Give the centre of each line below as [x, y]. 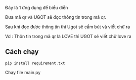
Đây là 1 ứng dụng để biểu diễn [37, 8]
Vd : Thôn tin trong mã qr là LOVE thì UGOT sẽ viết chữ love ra [68, 36]
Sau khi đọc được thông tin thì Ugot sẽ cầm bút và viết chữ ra [68, 27]
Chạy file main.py [23, 72]
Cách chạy [22, 52]
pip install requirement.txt [35, 63]
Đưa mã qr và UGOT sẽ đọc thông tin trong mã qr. [56, 17]
